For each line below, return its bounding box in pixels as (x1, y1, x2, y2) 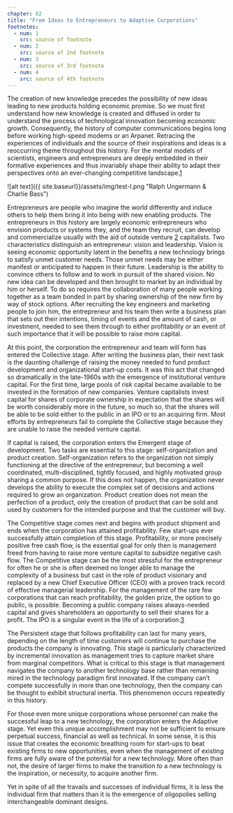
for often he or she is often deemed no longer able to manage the (7, 564, 195, 572)
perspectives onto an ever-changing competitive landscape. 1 (7, 169, 183, 177)
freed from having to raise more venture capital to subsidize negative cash (7, 549, 221, 557)
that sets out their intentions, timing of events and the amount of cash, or (7, 315, 217, 323)
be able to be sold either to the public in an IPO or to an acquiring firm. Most (7, 410, 225, 418)
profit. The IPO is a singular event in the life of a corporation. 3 (7, 616, 185, 624)
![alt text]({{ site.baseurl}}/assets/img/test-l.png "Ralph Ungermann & (7, 183, 207, 191)
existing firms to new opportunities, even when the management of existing (7, 747, 225, 756)
